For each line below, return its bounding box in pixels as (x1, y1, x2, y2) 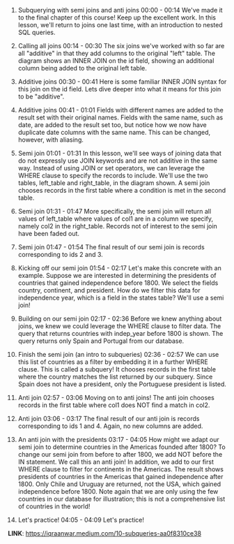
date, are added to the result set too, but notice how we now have (17, 121, 208, 128)
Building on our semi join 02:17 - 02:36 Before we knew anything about (17, 314, 222, 323)
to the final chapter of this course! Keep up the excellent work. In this (17, 13, 217, 22)
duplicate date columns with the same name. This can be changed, (17, 128, 211, 136)
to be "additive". (17, 92, 65, 101)
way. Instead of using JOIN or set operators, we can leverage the (17, 164, 205, 172)
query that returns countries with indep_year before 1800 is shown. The (17, 330, 224, 337)
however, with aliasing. (17, 135, 84, 144)
